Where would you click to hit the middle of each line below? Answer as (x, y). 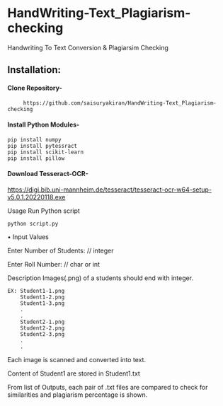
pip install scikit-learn (45, 152)
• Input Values (28, 237)
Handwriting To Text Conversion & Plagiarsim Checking (88, 47)
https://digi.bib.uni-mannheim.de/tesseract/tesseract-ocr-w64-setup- (110, 190)
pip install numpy (34, 139)
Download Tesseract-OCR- (48, 174)
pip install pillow (36, 158)
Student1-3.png (42, 303)
